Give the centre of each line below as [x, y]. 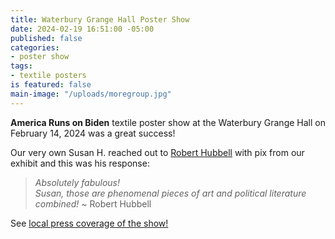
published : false [46, 38]
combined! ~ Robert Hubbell [93, 203]
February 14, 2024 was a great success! [93, 133]
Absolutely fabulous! [77, 182]
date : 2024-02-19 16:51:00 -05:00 [82, 29]
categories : [35, 47]
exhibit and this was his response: [80, 163]
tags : [21, 66]
